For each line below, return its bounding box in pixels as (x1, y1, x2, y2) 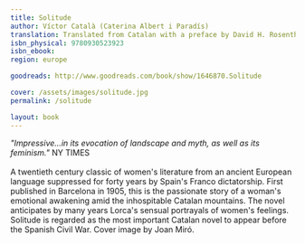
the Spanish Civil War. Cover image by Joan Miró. (10, 223, 195, 235)
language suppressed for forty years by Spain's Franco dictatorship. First (10, 175, 283, 186)
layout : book (10, 112, 60, 122)
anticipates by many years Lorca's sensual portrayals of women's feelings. (10, 204, 289, 215)
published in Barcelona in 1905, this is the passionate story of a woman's (10, 185, 281, 196)
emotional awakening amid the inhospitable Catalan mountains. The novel (10, 195, 285, 206)
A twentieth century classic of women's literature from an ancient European (10, 166, 292, 177)
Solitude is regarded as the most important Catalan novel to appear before (10, 214, 288, 225)
